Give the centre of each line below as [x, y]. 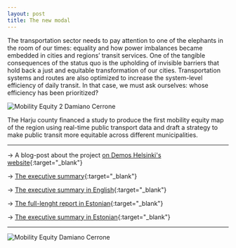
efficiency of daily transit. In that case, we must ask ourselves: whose [108, 85]
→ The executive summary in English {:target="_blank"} [87, 190]
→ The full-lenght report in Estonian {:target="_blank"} [85, 203]
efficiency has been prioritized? [53, 93]
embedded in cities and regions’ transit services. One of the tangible [106, 55]
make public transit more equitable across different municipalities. [103, 135]
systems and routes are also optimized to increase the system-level [105, 77]
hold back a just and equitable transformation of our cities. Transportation [114, 70]
